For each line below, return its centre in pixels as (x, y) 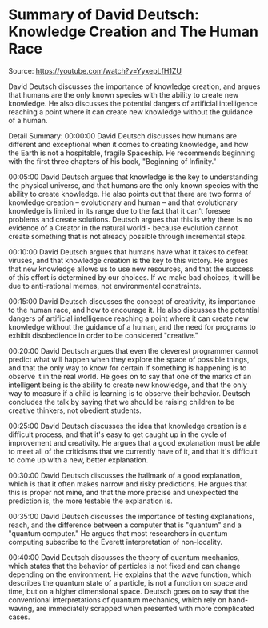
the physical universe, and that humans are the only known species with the (133, 185)
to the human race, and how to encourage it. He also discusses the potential (134, 310)
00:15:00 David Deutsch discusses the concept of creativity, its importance (132, 301)
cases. (19, 617)
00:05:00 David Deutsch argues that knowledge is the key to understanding (133, 177)
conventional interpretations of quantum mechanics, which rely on (117, 600)
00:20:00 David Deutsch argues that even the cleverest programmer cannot (133, 350)
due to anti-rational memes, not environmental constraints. (105, 286)
